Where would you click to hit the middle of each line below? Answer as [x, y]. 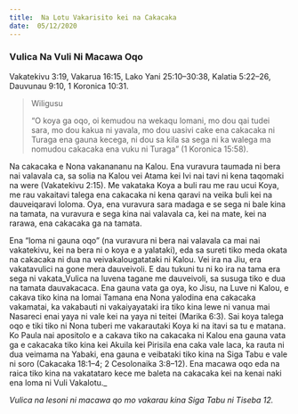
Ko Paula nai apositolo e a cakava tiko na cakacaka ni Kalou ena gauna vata [148, 335]
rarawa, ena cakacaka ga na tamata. [76, 223]
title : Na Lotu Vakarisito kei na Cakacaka [93, 17]
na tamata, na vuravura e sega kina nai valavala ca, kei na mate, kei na [138, 213]
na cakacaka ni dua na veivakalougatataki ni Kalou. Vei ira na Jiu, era [136, 259]
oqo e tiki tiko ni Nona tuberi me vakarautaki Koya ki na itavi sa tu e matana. [148, 326]
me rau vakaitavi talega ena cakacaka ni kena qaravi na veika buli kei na [141, 195]
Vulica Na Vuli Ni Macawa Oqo [77, 57]
